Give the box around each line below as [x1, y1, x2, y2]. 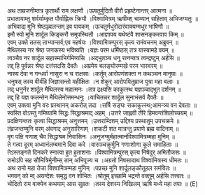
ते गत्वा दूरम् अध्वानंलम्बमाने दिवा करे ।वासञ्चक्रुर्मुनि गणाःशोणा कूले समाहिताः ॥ [7, 140, 178, 148]
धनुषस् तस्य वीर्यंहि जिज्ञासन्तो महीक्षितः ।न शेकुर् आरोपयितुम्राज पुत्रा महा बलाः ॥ [7, 78, 180, 85]
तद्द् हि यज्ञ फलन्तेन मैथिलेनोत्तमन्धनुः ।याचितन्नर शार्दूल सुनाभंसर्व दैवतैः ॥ [7, 93, 164, 101]
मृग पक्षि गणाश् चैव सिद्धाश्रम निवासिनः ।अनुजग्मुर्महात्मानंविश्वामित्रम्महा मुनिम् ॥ [7, 133, 175, 140]
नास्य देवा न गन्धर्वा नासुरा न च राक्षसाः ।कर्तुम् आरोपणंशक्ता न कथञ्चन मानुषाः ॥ [7, 70, 183, 78]
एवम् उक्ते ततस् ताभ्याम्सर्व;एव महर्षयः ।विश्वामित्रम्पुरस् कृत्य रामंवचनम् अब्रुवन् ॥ [7, 38, 178, 46]
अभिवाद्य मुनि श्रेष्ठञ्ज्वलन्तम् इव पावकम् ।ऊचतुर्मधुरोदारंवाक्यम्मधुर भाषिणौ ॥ [7, 22, 169, 31]
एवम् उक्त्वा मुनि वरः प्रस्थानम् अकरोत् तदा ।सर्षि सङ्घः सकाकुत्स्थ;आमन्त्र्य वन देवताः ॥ [7, 101, 197, 109]
